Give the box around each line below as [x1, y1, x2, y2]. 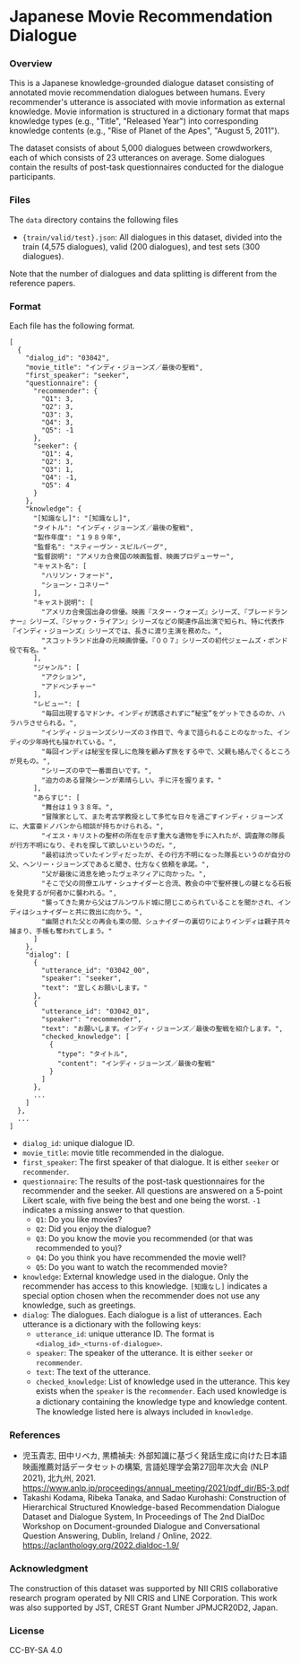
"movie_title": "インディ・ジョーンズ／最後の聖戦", [25, 363, 204, 372]
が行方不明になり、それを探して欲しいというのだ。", [9, 841, 177, 850]
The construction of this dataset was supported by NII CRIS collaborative [9, 1582, 279, 1594]
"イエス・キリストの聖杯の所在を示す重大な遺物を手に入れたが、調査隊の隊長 [41, 832, 286, 841]
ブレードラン [247, 608, 288, 617]
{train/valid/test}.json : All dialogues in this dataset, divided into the [21, 232, 282, 242]
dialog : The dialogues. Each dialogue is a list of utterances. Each [21, 1309, 262, 1320]
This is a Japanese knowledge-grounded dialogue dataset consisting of [9, 78, 275, 89]
